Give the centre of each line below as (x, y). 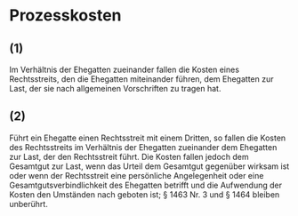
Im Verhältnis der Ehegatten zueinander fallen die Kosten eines (125, 69)
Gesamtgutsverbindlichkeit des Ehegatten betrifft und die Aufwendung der (146, 185)
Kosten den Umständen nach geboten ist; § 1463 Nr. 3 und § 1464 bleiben (145, 194)
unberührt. (29, 204)
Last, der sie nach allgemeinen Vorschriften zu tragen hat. (115, 88)
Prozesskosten (65, 16)
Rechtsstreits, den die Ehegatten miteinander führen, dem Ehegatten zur (141, 79)
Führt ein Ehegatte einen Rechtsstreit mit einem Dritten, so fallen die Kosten (148, 138)
